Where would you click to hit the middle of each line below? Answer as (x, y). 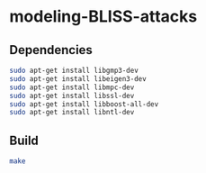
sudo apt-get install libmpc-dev (72, 87)
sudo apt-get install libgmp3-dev (74, 70)
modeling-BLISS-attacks (103, 17)
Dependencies (51, 50)
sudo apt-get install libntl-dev (72, 113)
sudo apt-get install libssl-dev (72, 96)
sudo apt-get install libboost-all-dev (84, 104)
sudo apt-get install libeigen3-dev (78, 78)
